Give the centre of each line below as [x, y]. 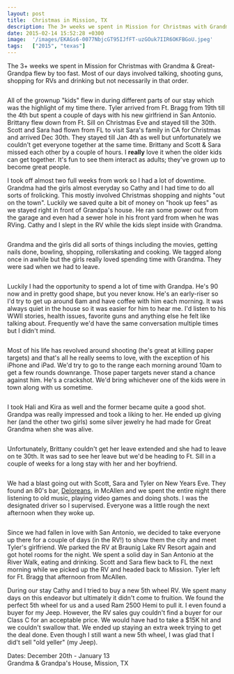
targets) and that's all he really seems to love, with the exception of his [109, 358]
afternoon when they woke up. [51, 513]
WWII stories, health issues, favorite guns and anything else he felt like [109, 316]
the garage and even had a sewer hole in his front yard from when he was [113, 217]
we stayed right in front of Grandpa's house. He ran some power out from [113, 210]
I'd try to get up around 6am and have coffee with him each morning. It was [116, 301]
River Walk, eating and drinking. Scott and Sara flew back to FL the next [110, 562]
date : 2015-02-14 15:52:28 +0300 [56, 33]
